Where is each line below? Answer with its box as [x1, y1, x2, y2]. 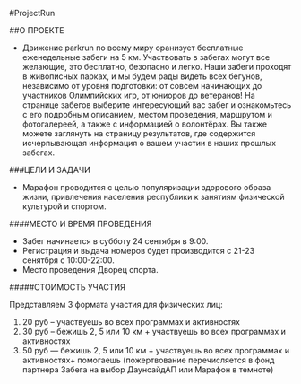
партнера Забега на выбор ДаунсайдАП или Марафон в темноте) [21, 364, 274, 375]
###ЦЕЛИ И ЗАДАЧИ [9, 165, 91, 175]
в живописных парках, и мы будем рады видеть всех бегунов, [21, 71, 262, 82]
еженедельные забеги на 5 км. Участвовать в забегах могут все [21, 52, 271, 62]
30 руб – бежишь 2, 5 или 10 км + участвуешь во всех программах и [21, 327, 287, 336]
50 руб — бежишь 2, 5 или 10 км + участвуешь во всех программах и [21, 345, 289, 355]
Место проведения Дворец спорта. [21, 265, 159, 275]
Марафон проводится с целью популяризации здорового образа [21, 182, 271, 192]
